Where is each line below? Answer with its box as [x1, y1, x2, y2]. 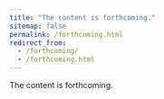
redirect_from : [9, 38, 67, 48]
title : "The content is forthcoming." [9, 13, 156, 22]
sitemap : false [9, 22, 67, 31]
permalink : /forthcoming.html [9, 30, 124, 39]
